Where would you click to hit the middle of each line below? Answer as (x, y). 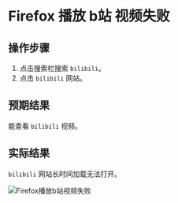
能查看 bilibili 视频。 (45, 126)
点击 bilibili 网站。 (53, 78)
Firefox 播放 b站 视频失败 (89, 16)
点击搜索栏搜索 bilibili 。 (63, 68)
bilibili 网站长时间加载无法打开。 (65, 174)
